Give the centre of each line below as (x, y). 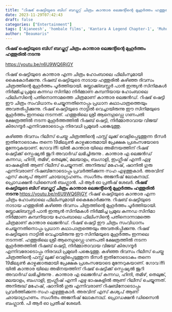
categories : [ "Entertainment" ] (39, 24)
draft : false (19, 19)
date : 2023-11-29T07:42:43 (34, 15)
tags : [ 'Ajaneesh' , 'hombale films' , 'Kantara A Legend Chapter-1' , (80, 29)
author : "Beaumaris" (27, 34)
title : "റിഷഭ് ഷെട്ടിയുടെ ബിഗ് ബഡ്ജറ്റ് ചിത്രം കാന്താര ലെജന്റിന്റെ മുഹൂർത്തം (79, 10)
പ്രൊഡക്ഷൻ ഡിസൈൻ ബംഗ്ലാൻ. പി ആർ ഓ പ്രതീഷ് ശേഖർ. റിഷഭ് (76, 182)
